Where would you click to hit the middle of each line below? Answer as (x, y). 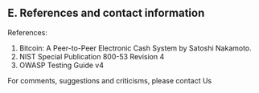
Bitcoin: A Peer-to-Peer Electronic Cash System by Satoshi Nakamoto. (136, 48)
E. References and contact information (106, 13)
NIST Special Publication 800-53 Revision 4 (92, 56)
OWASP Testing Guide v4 (61, 65)
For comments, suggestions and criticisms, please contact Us (110, 80)
